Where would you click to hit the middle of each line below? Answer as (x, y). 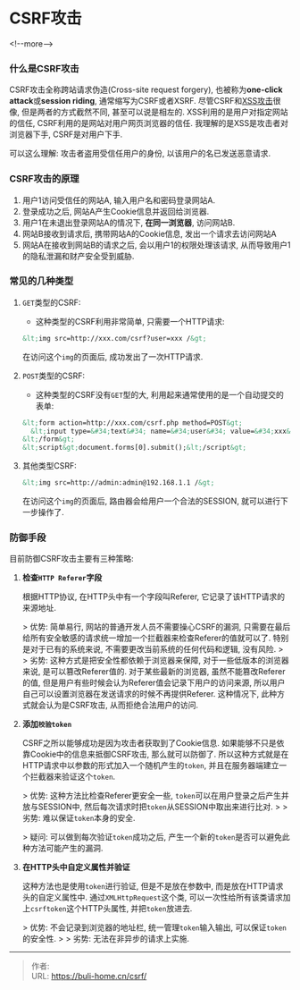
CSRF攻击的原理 (44, 179)
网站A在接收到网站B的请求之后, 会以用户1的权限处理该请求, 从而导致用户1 (156, 245)
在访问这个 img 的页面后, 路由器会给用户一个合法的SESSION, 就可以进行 (151, 501)
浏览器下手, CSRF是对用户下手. (66, 134)
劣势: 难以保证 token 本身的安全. (79, 818)
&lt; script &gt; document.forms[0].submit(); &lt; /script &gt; (134, 448)
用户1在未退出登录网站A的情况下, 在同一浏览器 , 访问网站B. (129, 222)
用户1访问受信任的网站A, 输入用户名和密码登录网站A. (119, 200)
